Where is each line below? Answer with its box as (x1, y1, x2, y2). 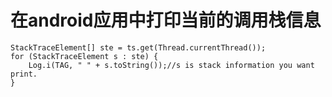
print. (10, 69, 38, 79)
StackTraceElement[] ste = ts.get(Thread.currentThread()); (10, 42, 267, 53)
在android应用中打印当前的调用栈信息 (10, 9, 322, 32)
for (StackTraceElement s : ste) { (10, 51, 159, 61)
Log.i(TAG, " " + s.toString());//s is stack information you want (28, 60, 315, 70)
